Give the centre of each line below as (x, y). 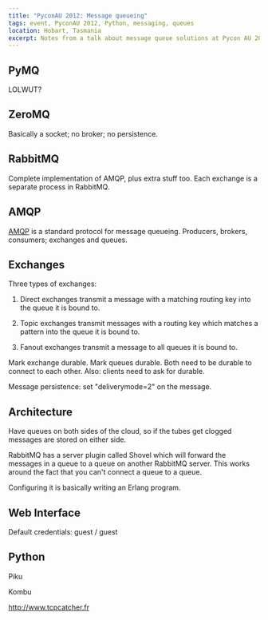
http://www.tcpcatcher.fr (49, 607)
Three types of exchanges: (53, 284)
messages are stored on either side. (67, 439)
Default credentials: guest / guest (63, 531)
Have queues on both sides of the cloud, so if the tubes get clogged (120, 431)
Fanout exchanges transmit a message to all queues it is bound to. (128, 348)
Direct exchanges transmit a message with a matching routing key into (135, 300)
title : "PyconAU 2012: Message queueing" (78, 16)
